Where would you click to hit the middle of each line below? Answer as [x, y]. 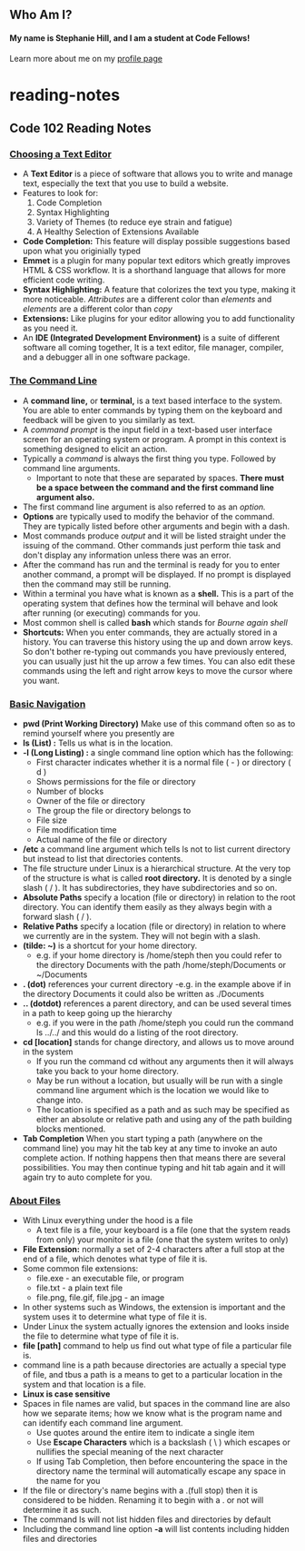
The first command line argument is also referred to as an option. [144, 507]
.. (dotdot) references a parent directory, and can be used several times [157, 1003]
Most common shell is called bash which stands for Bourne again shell [155, 622]
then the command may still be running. [97, 584]
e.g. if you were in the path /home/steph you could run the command [165, 1023]
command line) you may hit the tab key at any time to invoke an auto [150, 1149]
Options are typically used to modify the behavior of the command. [148, 516]
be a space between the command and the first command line [155, 487]
